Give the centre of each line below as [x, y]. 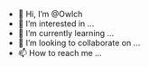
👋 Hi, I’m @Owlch [50, 14]
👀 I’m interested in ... [56, 24]
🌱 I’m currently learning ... [66, 33]
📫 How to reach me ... [60, 53]
